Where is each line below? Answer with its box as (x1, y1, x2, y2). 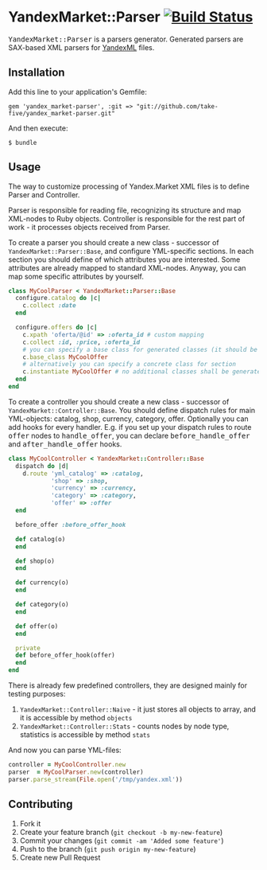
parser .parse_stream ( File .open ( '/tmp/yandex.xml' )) (8, 775, 183, 783)
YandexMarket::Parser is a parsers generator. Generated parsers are (8, 34, 244, 44)
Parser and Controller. (8, 189, 80, 199)
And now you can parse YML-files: (8, 745, 122, 755)
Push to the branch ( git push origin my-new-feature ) (19, 844, 196, 853)
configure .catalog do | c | (15, 295, 102, 302)
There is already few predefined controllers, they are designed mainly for (8, 681, 248, 690)
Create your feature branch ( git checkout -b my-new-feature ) (19, 827, 223, 837)
